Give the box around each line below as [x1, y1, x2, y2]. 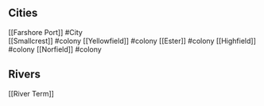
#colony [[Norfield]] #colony [8, 44, 102, 54]
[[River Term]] [8, 88, 54, 98]
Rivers [8, 68, 41, 81]
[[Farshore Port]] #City [8, 27, 83, 37]
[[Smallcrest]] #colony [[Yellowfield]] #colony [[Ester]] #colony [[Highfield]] [8, 36, 257, 45]
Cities [8, 6, 38, 20]
